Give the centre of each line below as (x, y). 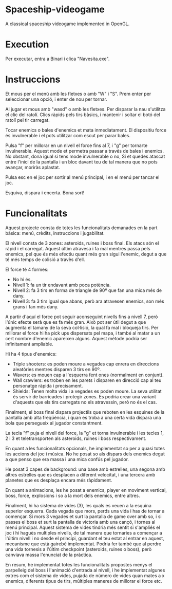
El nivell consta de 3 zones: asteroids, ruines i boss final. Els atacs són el (82, 243)
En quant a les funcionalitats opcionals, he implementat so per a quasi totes (85, 448)
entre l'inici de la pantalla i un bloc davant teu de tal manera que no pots (82, 162)
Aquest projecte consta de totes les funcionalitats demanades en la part (81, 228)
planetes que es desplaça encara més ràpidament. (59, 480)
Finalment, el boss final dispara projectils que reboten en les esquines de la (85, 412)
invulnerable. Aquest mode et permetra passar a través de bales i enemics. (85, 151)
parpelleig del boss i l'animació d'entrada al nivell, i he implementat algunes (85, 570)
